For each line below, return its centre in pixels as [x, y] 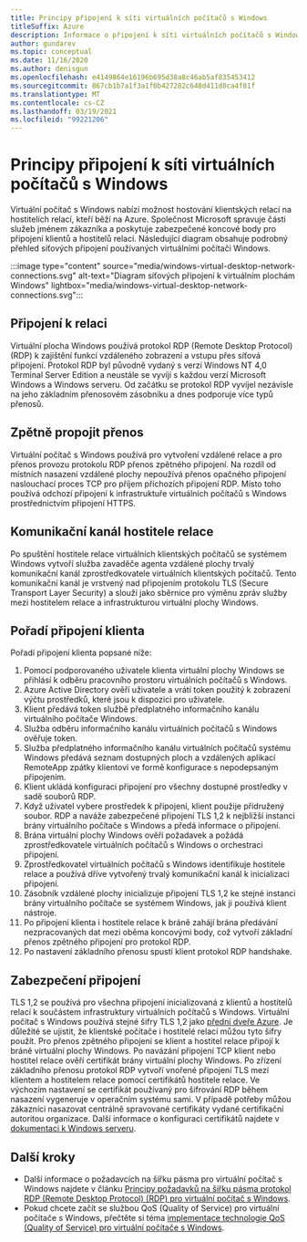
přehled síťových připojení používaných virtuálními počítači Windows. [141, 248]
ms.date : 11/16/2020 [50, 60]
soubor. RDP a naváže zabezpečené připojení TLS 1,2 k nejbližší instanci [159, 816]
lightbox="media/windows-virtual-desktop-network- [149, 286]
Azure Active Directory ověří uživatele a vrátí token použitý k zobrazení [157, 690]
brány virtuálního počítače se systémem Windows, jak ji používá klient [155, 903]
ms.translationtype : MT [56, 94]
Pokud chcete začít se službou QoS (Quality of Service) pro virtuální [151, 1208]
